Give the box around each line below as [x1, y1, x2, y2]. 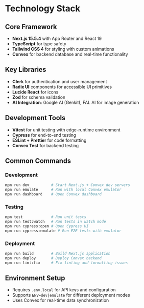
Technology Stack [5, 3, 81, 14]
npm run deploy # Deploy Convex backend [5, 255, 102, 261]
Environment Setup [5, 274, 65, 282]
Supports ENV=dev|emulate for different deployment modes [12, 292, 130, 298]
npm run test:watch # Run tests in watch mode [5, 219, 106, 224]
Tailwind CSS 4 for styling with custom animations [12, 46, 114, 52]
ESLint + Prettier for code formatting [12, 137, 87, 143]
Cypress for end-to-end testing [12, 132, 76, 138]
